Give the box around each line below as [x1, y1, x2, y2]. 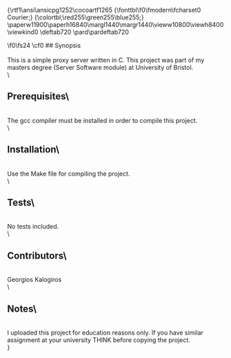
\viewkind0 [7, 28, 39, 36]
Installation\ [7, 144, 60, 156]
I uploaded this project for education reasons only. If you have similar [7, 328, 203, 337]
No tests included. [7, 223, 59, 231]
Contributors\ [7, 249, 67, 261]
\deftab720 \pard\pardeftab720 [39, 28, 130, 36]
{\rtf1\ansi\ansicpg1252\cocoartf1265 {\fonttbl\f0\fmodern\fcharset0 [7, 6, 201, 14]
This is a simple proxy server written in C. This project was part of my [7, 56, 205, 64]
